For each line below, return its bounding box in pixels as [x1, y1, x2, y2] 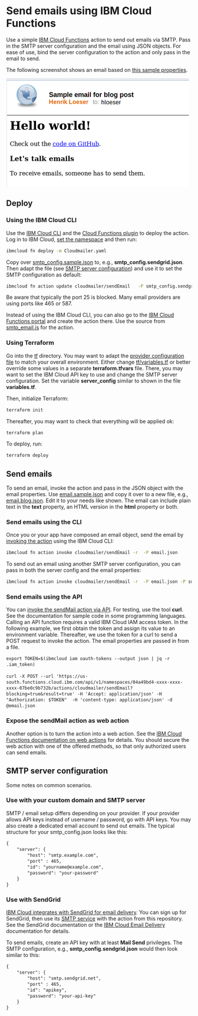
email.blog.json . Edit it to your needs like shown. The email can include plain [6, 497, 191, 504]
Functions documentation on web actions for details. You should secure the [6, 736, 190, 743]
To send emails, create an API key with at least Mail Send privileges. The [6, 939, 183, 946]
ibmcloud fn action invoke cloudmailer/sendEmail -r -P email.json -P [6, 579, 186, 585]
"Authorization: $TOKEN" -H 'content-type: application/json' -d [6, 697, 173, 703]
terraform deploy [6, 453, 49, 458]
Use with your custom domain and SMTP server [6, 796, 146, 804]
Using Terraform [6, 339, 54, 347]
